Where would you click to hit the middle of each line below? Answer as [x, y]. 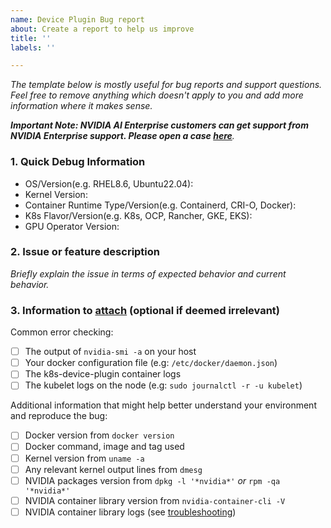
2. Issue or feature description [85, 252]
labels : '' [33, 47]
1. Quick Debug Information [78, 162]
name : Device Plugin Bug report [77, 19]
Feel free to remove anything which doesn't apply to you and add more [157, 95]
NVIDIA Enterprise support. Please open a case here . [122, 136]
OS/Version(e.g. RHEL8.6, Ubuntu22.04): [109, 183]
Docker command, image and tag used [104, 447]
